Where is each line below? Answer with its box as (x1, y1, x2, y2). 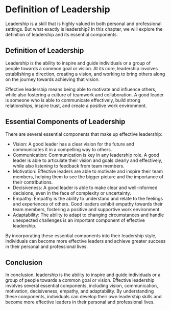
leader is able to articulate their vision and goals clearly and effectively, (12, 157, 162, 163)
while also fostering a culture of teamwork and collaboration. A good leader (5, 91, 164, 98)
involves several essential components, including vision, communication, (5, 283, 158, 289)
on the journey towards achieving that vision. (5, 76, 100, 82)
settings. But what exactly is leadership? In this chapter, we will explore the (5, 26, 163, 32)
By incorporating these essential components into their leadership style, (5, 232, 157, 239)
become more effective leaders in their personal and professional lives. (5, 299, 155, 305)
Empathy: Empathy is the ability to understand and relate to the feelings (12, 195, 163, 201)
